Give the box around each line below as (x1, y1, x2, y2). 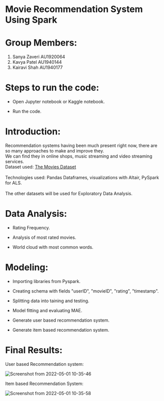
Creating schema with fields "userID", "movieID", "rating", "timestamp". (12, 288, 159, 294)
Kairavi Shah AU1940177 (12, 64, 63, 71)
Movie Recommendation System (5, 4, 143, 15)
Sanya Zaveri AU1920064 (12, 54, 65, 60)
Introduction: (5, 126, 61, 138)
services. (5, 159, 24, 164)
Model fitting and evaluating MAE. (12, 307, 82, 313)
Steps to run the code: (5, 82, 99, 93)
